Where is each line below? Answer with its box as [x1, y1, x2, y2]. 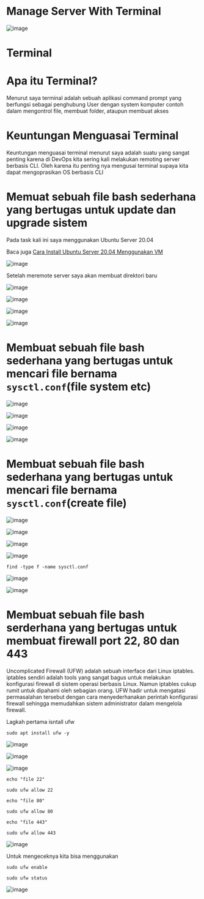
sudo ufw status [6, 875, 48, 881]
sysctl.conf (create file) [6, 496, 127, 510]
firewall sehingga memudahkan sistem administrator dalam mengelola [6, 699, 182, 707]
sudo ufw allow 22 [6, 787, 53, 793]
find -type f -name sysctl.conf [6, 563, 89, 570]
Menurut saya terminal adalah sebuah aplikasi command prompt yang [6, 94, 182, 102]
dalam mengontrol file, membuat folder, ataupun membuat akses [6, 107, 169, 115]
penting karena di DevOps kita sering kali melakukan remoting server [6, 156, 180, 163]
